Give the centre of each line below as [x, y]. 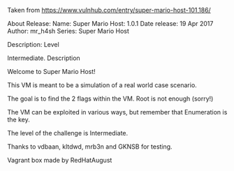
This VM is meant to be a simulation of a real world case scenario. [102, 85]
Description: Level [33, 44]
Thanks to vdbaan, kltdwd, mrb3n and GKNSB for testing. [90, 147]
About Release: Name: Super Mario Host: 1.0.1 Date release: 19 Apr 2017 [110, 23]
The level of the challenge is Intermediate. [68, 133]
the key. [19, 119]
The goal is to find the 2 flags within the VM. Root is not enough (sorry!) [110, 98]
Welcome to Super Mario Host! [51, 72]
